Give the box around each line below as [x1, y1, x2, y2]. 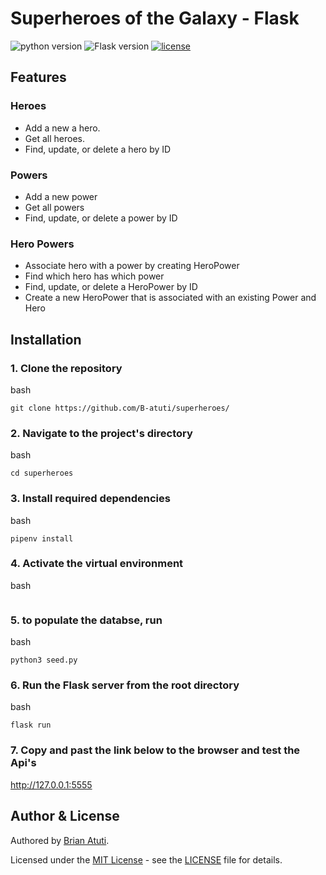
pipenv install [10, 533, 74, 544]
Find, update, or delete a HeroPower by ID [24, 281, 198, 293]
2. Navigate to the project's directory [10, 426, 193, 440]
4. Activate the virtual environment [10, 557, 184, 571]
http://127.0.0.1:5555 [10, 778, 93, 791]
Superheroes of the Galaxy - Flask [10, 7, 300, 30]
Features [10, 69, 67, 86]
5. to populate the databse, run [10, 613, 163, 627]
